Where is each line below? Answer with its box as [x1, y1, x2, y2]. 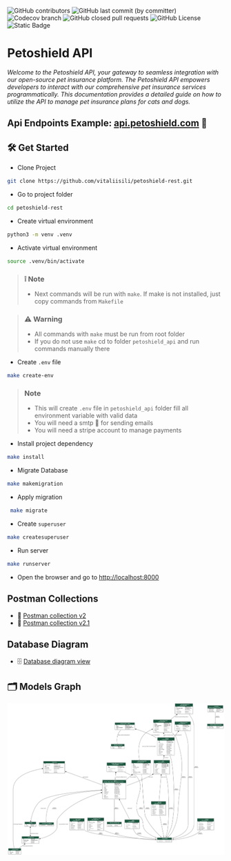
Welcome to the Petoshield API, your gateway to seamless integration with [7, 68, 219, 76]
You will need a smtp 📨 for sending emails [34, 419, 154, 427]
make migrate [10, 507, 48, 514]
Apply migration [17, 493, 63, 502]
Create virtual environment [17, 217, 94, 225]
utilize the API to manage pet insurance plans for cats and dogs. [7, 97, 191, 106]
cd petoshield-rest [7, 204, 63, 212]
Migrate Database [17, 466, 68, 475]
